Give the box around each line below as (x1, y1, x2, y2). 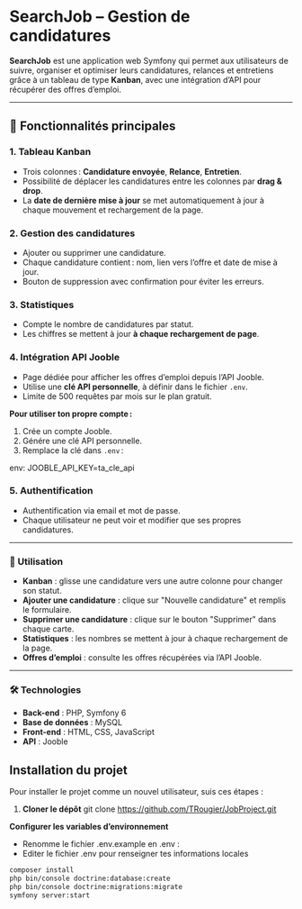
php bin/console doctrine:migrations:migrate (9, 882, 182, 891)
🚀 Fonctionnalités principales (9, 119, 176, 134)
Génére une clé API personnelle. (22, 435, 142, 446)
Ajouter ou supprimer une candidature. (22, 247, 166, 258)
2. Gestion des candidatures (9, 227, 136, 240)
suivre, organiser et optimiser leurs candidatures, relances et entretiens (9, 65, 274, 76)
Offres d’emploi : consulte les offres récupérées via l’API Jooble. (22, 652, 262, 663)
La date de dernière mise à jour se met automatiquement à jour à (22, 195, 265, 205)
